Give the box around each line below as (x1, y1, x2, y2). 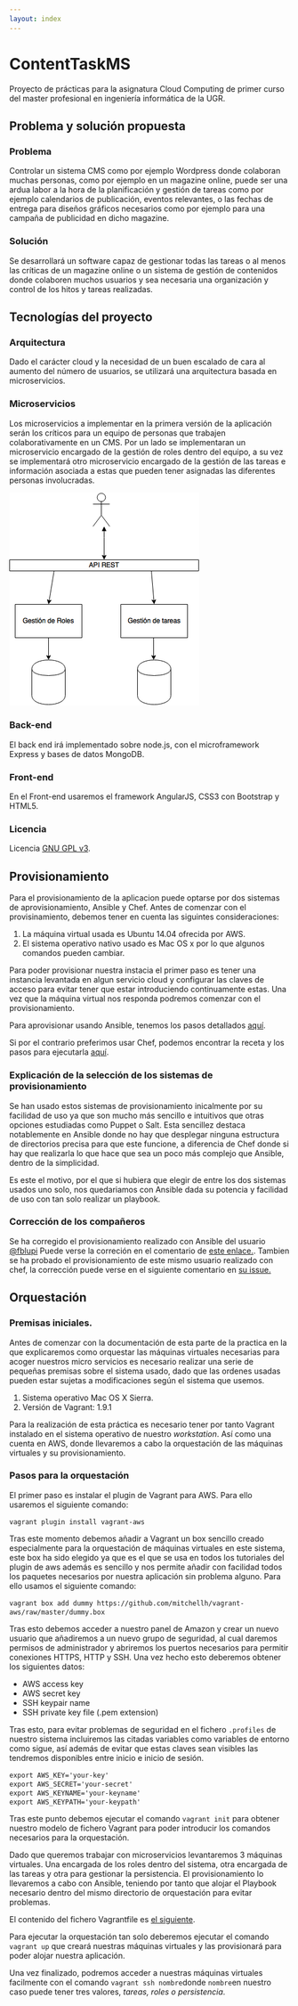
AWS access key (21, 1678, 85, 1689)
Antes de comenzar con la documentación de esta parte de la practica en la (9, 1337, 287, 1348)
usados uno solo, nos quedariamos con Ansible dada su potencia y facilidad (9, 1184, 288, 1195)
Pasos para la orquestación (9, 1470, 130, 1482)
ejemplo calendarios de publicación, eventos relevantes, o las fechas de (9, 194, 274, 205)
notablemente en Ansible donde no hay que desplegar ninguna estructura (9, 1129, 280, 1139)
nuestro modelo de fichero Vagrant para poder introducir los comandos (9, 1823, 271, 1833)
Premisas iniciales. (9, 1317, 93, 1329)
